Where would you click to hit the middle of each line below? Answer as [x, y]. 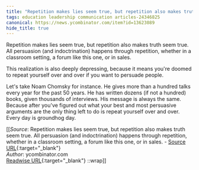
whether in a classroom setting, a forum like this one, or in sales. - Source [96, 142]
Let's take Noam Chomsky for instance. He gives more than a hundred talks [98, 87]
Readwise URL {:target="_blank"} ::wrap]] [56, 161]
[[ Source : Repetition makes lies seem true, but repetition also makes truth [96, 129]
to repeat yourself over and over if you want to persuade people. [85, 75]
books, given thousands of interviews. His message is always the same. [94, 99]
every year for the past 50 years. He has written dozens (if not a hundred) [96, 93]
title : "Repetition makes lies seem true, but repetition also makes [94, 12]
